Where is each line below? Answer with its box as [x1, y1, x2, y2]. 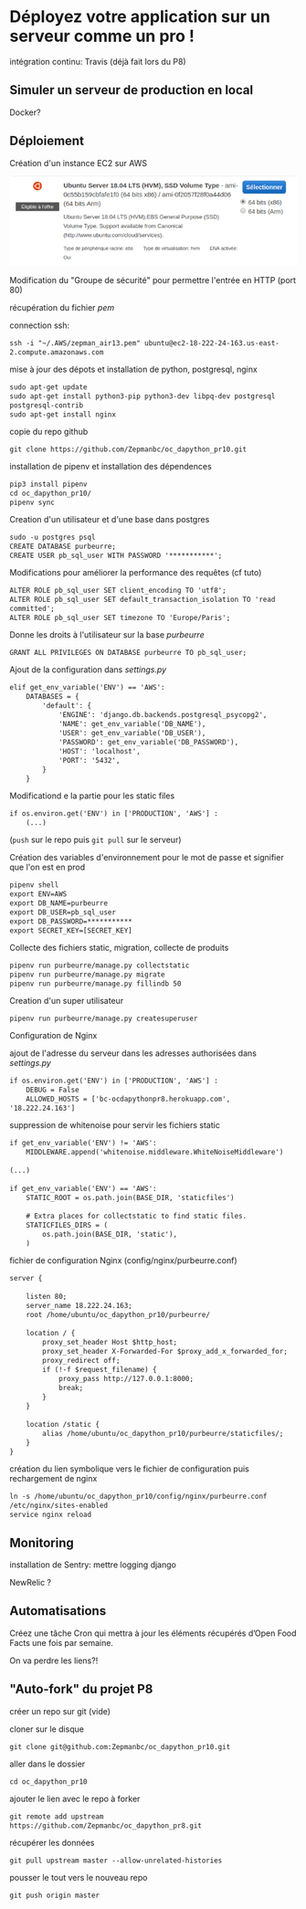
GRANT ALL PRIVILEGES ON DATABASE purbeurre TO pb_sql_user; [9, 649, 248, 658]
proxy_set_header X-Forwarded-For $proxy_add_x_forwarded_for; [42, 1347, 288, 1356]
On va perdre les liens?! [9, 1655, 99, 1666]
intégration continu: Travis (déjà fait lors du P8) [9, 56, 186, 67]
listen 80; [26, 1292, 68, 1302]
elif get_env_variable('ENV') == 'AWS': [9, 683, 166, 692]
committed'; [9, 605, 55, 614]
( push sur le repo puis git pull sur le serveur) [9, 834, 182, 846]
